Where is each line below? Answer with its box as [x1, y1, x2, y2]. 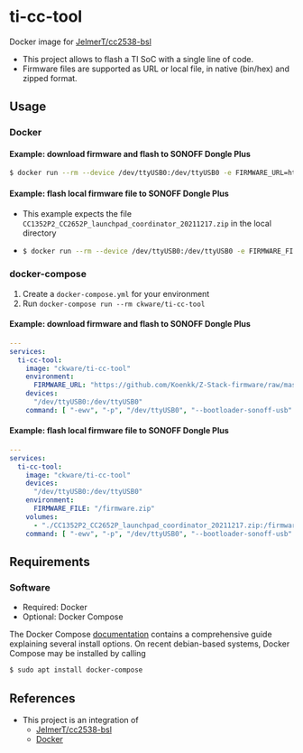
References [9, 691, 76, 706]
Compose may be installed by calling [9, 648, 146, 659]
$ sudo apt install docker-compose [9, 665, 143, 674]
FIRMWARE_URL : [32, 381, 87, 390]
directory [22, 228, 57, 238]
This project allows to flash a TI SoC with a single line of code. [22, 53, 254, 64]
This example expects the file [22, 208, 133, 218]
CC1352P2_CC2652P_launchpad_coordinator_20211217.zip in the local [22, 218, 272, 228]
